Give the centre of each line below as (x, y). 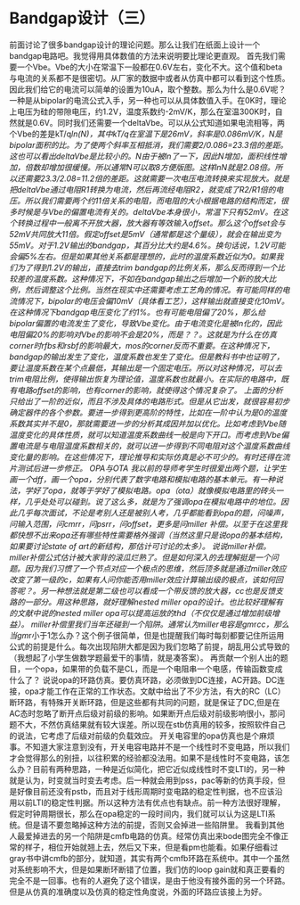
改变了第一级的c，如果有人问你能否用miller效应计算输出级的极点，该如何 (142, 580)
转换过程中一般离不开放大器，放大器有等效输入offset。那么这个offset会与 (151, 223)
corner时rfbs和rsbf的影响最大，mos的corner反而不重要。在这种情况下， (142, 345)
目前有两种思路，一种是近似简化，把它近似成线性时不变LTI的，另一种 (159, 769)
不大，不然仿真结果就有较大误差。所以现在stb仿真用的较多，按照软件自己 (151, 724)
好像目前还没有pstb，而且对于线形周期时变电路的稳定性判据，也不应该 (146, 791)
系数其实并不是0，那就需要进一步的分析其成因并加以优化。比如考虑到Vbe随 (148, 424)
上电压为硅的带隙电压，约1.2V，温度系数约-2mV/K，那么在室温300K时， (142, 111)
